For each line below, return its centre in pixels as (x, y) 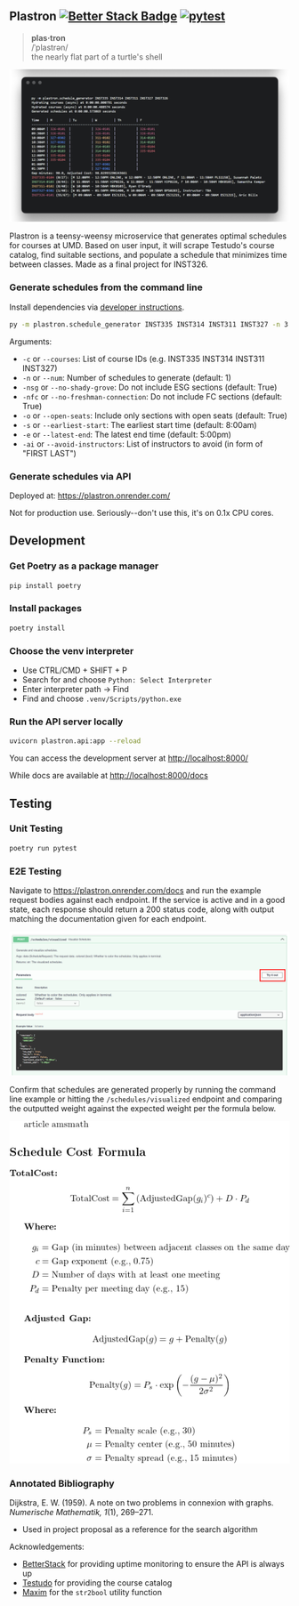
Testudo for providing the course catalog (97, 1583)
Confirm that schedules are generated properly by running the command (142, 1089)
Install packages (46, 609)
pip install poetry (45, 585)
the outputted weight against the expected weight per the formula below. (143, 1108)
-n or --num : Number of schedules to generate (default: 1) (126, 377)
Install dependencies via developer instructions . (97, 307)
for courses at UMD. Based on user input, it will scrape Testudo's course (142, 246)
